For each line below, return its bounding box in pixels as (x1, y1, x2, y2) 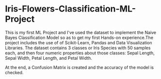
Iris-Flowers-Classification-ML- (5, 3, 136, 14)
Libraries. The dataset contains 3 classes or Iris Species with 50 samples (5, 45, 151, 51)
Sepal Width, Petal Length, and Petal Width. (5, 55, 92, 61)
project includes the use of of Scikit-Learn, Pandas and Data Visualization (5, 39, 152, 45)
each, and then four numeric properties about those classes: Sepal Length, (5, 50, 155, 56)
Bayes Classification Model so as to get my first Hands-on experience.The (5, 35, 154, 40)
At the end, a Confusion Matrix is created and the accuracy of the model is (5, 64, 154, 70)
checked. (5, 69, 24, 75)
